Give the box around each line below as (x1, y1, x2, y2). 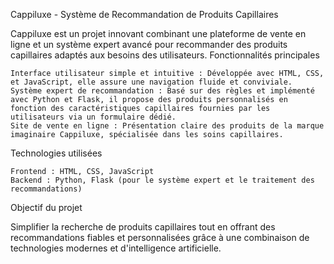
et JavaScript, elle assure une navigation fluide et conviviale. (10, 77, 293, 87)
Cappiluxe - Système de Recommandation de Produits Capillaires (10, 9, 279, 20)
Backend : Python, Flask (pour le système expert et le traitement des (10, 175, 315, 185)
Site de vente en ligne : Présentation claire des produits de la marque (10, 121, 325, 131)
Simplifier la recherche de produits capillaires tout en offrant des (10, 221, 276, 233)
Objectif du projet (10, 202, 83, 213)
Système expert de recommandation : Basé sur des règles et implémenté (10, 86, 315, 96)
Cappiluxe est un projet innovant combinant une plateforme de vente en (10, 28, 307, 39)
